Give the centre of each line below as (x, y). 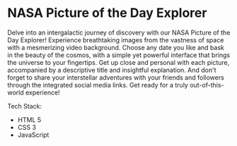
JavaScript (33, 135)
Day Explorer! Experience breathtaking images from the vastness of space (116, 39)
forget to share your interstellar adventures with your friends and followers (116, 77)
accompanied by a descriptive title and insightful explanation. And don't (112, 70)
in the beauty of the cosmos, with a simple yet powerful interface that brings (119, 55)
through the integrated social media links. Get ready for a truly (98, 85)
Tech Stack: (25, 106)
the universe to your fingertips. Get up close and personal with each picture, (118, 62)
